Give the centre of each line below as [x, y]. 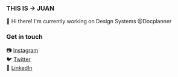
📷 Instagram [22, 50]
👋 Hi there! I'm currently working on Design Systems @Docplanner [89, 21]
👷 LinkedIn [19, 67]
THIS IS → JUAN [30, 8]
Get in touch [25, 37]
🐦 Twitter [19, 59]
